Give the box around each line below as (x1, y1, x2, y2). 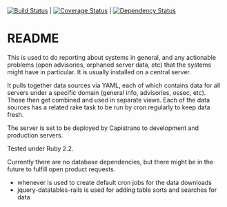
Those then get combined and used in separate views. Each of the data (7, 96, 210, 104)
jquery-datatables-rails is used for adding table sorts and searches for (17, 186, 217, 194)
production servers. (7, 131, 63, 139)
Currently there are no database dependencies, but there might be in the (7, 157, 214, 166)
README (7, 31, 59, 46)
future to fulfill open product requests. (7, 165, 116, 173)
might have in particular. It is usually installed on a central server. (7, 67, 191, 76)
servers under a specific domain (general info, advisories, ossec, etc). (7, 88, 206, 96)
